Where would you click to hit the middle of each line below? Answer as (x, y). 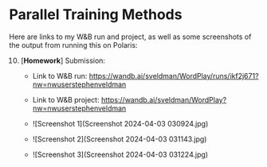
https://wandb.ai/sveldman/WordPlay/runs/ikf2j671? (174, 76)
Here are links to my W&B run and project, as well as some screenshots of (130, 37)
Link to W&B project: (66, 99)
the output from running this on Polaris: (73, 45)
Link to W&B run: (60, 76)
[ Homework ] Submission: (63, 60)
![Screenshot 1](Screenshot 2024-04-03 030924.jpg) (120, 123)
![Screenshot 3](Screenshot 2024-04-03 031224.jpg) (120, 154)
